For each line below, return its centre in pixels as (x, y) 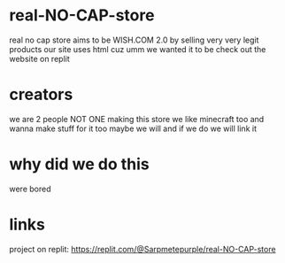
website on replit (39, 58)
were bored (30, 189)
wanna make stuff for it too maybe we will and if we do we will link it (133, 128)
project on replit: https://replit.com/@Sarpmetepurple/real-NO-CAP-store (142, 249)
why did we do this (79, 164)
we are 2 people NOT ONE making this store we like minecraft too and (137, 119)
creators (41, 95)
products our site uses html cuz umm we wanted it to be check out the (138, 49)
